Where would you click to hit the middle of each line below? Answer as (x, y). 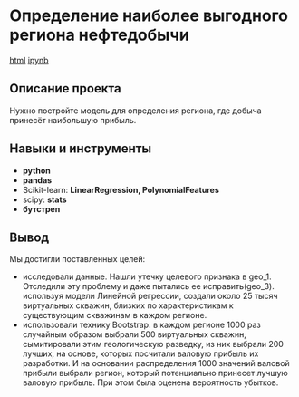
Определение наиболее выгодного (149, 16)
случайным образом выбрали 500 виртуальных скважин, (134, 334)
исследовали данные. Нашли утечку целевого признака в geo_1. (147, 276)
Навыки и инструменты (81, 149)
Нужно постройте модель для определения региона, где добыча (135, 111)
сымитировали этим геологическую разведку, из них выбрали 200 (153, 344)
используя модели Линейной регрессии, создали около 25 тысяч (150, 296)
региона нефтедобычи (100, 35)
